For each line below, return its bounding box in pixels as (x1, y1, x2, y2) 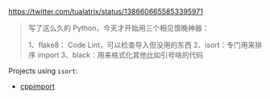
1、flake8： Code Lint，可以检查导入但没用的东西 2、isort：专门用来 (27, 40, 255, 49)
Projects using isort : (8, 66, 78, 75)
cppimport (19, 81, 55, 91)
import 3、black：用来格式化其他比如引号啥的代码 (37, 50, 204, 59)
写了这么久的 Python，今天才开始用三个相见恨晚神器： (27, 23, 210, 33)
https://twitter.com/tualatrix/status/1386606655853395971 (8, 7, 204, 16)
